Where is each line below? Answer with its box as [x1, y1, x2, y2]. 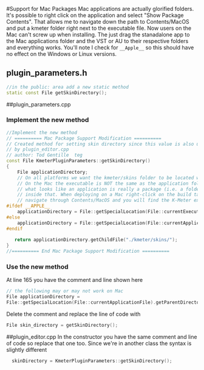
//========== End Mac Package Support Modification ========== [6, 248, 170, 255]
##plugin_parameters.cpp [6, 100, 71, 108]
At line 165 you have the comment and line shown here [6, 276, 143, 284]
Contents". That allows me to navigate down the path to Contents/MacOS [6, 18, 189, 25]
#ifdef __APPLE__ [6, 203, 50, 209]
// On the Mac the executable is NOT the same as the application [17, 180, 189, 187]
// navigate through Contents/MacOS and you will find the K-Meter [17, 197, 191, 204]
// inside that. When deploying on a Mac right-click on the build [17, 191, 191, 198]
